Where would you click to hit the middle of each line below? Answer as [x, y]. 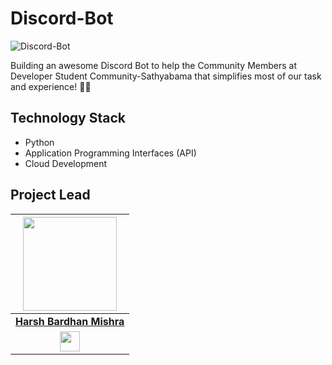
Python [39, 142]
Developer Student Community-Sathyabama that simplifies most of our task [166, 76]
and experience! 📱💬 [51, 86]
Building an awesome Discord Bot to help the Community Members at [153, 65]
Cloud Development [65, 163]
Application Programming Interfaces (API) [110, 153]
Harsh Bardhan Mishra [70, 321]
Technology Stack [68, 118]
